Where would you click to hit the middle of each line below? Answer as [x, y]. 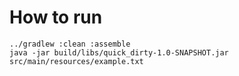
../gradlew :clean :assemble [70, 44]
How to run [56, 17]
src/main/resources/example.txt [76, 61]
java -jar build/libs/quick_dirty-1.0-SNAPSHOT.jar [119, 52]
